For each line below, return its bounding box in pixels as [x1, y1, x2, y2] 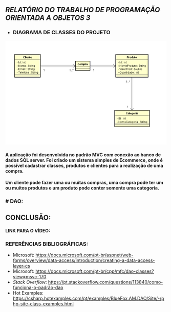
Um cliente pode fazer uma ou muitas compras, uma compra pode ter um [5, 180, 164, 186]
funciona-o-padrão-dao [12, 284, 63, 291]
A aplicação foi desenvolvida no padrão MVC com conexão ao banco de [5, 152, 161, 158]
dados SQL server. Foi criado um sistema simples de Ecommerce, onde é [5, 157, 163, 163]
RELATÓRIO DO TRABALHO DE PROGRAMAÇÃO [5, 6, 160, 14]
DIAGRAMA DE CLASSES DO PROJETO [12, 29, 111, 36]
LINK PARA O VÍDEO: [5, 228, 50, 234]
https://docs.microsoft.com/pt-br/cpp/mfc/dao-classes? [35, 268, 155, 274]
